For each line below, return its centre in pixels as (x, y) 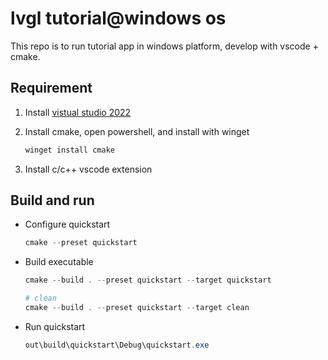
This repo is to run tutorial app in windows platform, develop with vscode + (164, 46)
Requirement (51, 88)
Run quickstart (55, 326)
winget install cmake (69, 150)
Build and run (52, 200)
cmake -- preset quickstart (81, 243)
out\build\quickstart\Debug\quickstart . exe (117, 345)
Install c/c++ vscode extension (88, 169)
